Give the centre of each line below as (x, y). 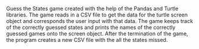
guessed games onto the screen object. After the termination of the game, (97, 34)
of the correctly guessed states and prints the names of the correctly (91, 27)
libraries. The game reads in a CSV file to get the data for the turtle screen (97, 15)
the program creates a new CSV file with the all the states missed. (87, 40)
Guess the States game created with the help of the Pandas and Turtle (92, 9)
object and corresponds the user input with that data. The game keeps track (100, 21)
